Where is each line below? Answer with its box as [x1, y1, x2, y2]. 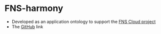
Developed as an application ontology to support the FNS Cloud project [11, 19, 156, 24]
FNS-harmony [4, 3, 64, 14]
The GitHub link [11, 23, 44, 29]
